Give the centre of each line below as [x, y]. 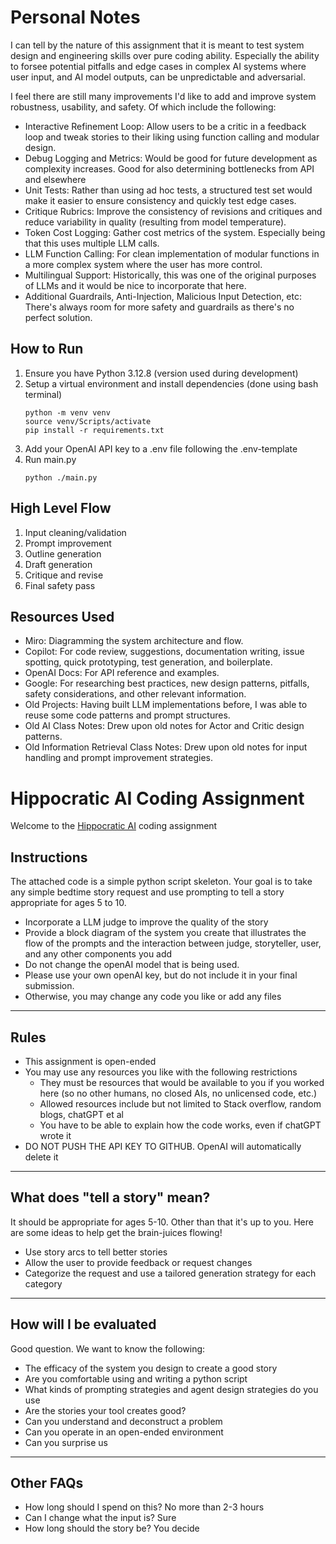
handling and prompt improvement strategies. [118, 758]
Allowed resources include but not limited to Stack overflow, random [180, 1103]
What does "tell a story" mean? [110, 1197]
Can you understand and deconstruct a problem [123, 1421]
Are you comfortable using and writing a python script [136, 1378]
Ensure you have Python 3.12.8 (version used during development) [161, 373]
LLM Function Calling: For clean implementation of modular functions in [172, 253]
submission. [49, 986]
